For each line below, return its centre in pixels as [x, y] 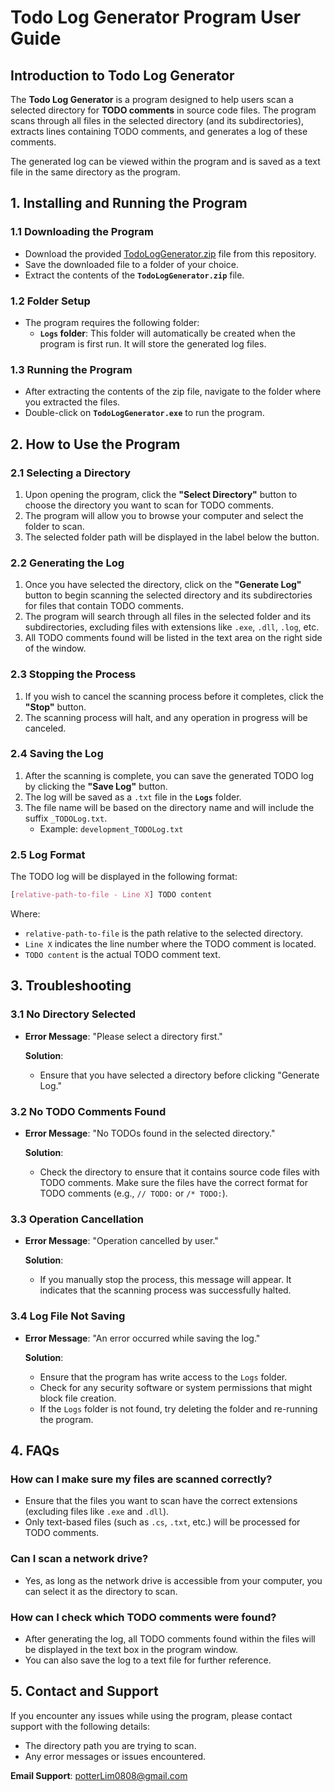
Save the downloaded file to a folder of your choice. [131, 264]
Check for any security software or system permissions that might [176, 1387]
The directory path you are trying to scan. [110, 1745]
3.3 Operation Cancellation [77, 1219]
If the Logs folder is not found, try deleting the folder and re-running [178, 1408]
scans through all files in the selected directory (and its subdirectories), [157, 120]
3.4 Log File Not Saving [68, 1316]
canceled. [45, 728]
